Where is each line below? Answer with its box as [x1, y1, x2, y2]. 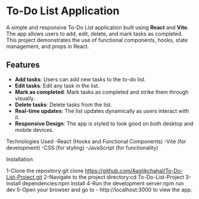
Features [6, 60, 40, 70]
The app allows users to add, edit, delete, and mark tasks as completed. [6, 30, 183, 37]
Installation [6, 156, 33, 163]
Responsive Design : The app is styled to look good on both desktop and [14, 120, 194, 127]
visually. [14, 94, 35, 102]
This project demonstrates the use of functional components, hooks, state [6, 36, 188, 43]
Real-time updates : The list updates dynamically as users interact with [14, 107, 189, 114]
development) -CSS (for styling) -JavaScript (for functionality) [6, 144, 159, 151]
